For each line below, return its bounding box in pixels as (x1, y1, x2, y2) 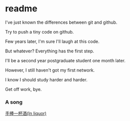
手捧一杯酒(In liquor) (5, 111, 47, 117)
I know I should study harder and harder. (5, 77, 87, 82)
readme (5, 3, 38, 14)
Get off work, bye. (5, 86, 42, 92)
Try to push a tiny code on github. (5, 29, 74, 35)
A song (5, 98, 23, 105)
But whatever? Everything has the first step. (5, 48, 94, 54)
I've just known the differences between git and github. (5, 19, 118, 25)
